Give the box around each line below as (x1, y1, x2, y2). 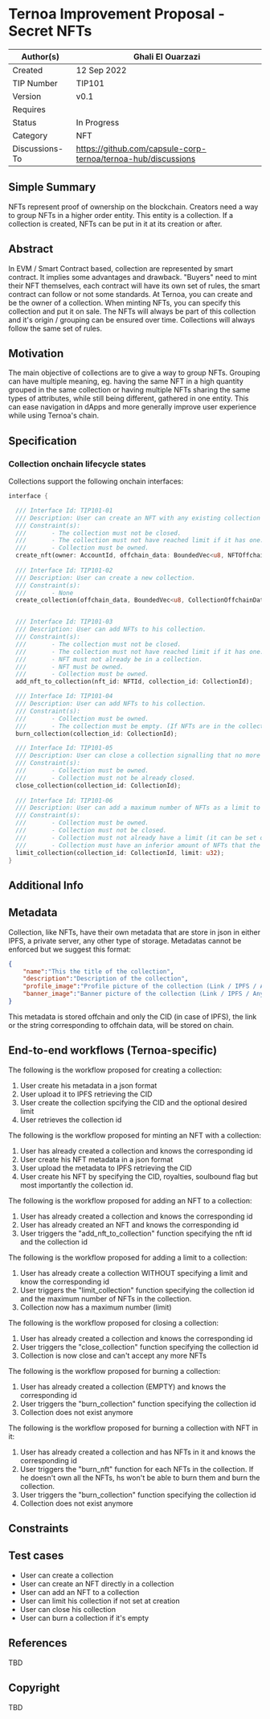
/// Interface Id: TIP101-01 (15, 506, 113, 515)
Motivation (8, 347, 64, 360)
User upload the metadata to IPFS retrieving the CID (19, 1163, 193, 1173)
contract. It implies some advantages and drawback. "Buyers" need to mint (8, 272, 257, 282)
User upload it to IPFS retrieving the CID (19, 1089, 153, 1099)
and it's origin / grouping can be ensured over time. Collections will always (8, 315, 256, 324)
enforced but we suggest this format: (8, 944, 131, 954)
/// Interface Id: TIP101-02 (15, 566, 113, 574)
